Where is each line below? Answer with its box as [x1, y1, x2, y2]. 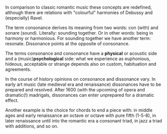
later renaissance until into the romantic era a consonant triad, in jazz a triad [5, 118, 162, 123]
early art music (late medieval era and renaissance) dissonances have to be [5, 81, 161, 87]
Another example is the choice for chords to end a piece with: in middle [5, 107, 153, 113]
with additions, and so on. [5, 123, 59, 129]
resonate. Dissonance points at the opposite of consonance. [5, 41, 130, 47]
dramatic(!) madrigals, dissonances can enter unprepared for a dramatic [5, 92, 154, 98]
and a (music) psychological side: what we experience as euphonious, [5, 56, 150, 62]
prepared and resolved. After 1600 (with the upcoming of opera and [5, 87, 145, 92]
